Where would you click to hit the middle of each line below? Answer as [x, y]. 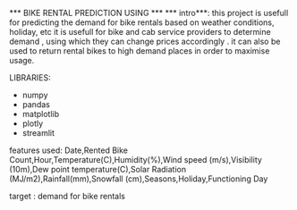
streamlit [38, 133]
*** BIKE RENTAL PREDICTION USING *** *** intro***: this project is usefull [149, 13]
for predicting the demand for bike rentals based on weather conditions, [142, 22]
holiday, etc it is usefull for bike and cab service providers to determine [140, 32]
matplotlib [41, 114]
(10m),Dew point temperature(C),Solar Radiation [98, 169]
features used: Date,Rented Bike [68, 150]
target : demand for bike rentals [67, 196]
